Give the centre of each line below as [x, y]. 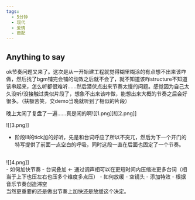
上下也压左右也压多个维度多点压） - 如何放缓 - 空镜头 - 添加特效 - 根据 [101, 177]
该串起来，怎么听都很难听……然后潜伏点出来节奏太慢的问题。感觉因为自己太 [98, 86]
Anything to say [36, 57]
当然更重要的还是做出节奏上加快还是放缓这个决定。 [68, 191]
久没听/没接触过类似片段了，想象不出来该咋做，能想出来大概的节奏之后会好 [97, 94]
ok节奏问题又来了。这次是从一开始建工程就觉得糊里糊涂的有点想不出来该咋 [96, 71]
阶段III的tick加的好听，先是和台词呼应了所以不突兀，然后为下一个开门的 [100, 137]
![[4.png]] [18, 162]
